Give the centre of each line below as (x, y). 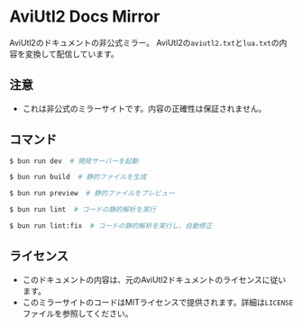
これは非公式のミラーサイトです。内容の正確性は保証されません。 (144, 108)
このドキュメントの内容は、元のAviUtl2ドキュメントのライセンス (142, 279)
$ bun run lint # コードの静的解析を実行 (82, 210)
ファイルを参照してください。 (78, 313)
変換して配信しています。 (72, 54)
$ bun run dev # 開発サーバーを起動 (74, 161)
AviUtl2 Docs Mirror (85, 17)
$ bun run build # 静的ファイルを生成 (78, 177)
